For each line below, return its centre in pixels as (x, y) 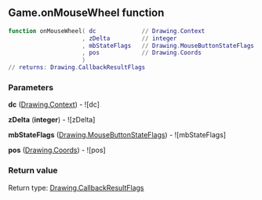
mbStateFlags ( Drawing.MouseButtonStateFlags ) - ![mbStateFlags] (117, 135)
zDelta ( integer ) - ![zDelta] (52, 120)
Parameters (31, 87)
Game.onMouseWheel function (86, 13)
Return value (33, 170)
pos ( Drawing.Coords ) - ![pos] (57, 150)
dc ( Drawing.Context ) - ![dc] (54, 104)
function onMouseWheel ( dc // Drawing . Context (107, 31)
